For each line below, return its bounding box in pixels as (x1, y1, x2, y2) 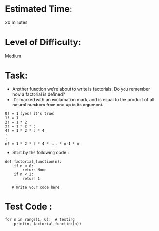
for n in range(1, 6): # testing (5, 217, 75, 222)
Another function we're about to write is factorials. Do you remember (12, 86, 150, 92)
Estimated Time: (5, 3, 73, 15)
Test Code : (5, 201, 52, 212)
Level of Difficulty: (5, 37, 81, 48)
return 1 (22, 176, 40, 181)
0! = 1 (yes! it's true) (5, 111, 55, 116)
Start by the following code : (12, 149, 69, 155)
